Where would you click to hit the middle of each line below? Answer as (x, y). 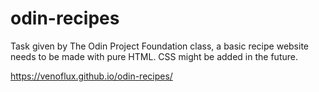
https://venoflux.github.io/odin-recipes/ (91, 76)
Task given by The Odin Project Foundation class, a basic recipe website (159, 46)
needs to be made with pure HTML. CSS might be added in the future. (154, 56)
